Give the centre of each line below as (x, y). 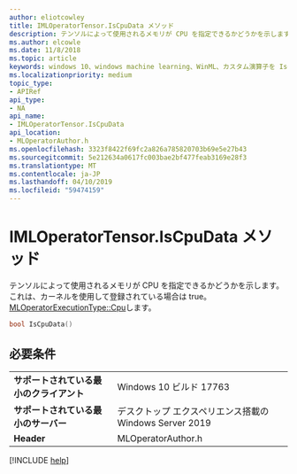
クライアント (58, 393)
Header (30, 438)
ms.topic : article (43, 58)
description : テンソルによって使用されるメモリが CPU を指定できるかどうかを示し (143, 34)
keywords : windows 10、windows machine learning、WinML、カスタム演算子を (142, 67)
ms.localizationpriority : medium (71, 75)
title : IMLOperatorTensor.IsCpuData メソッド (92, 26)
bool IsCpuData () (41, 324)
